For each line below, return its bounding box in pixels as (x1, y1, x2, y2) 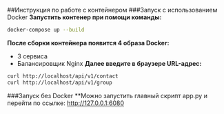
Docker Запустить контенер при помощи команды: (7, 13, 162, 21)
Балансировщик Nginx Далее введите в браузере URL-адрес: (17, 59, 202, 67)
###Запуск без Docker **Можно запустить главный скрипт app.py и (7, 91, 208, 100)
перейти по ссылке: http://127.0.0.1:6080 (7, 99, 125, 107)
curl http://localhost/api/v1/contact (7, 72, 119, 80)
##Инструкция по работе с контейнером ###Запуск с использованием (7, 6, 218, 14)
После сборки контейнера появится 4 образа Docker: (7, 38, 170, 47)
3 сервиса (17, 52, 48, 60)
